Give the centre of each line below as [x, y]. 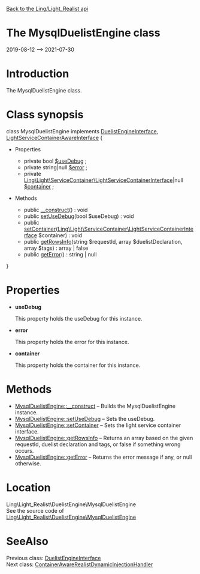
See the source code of [35, 510]
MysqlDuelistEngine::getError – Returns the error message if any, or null [103, 457]
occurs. [24, 450]
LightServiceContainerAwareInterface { [54, 137]
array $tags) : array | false [56, 248]
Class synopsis [45, 115]
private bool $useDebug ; [55, 161]
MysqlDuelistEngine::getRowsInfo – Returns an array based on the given [104, 438]
